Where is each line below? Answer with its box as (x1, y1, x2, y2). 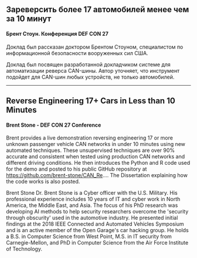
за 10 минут (6, 14, 52, 24)
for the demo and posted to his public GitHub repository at (6, 165, 147, 172)
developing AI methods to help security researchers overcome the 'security (6, 208, 189, 215)
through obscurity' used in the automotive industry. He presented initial (6, 214, 178, 222)
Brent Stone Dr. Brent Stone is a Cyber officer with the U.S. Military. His (6, 189, 178, 196)
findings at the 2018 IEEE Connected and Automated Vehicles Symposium (6, 220, 185, 228)
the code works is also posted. (6, 178, 80, 185)
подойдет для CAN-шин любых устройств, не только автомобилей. (6, 73, 175, 80)
